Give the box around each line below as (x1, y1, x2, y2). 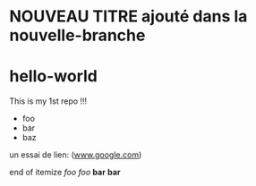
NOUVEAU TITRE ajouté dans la (9, 6, 248, 27)
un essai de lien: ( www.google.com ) (9, 149, 142, 160)
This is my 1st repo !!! (9, 96, 88, 106)
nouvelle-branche (9, 25, 146, 46)
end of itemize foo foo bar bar (9, 167, 121, 178)
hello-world (9, 66, 98, 87)
